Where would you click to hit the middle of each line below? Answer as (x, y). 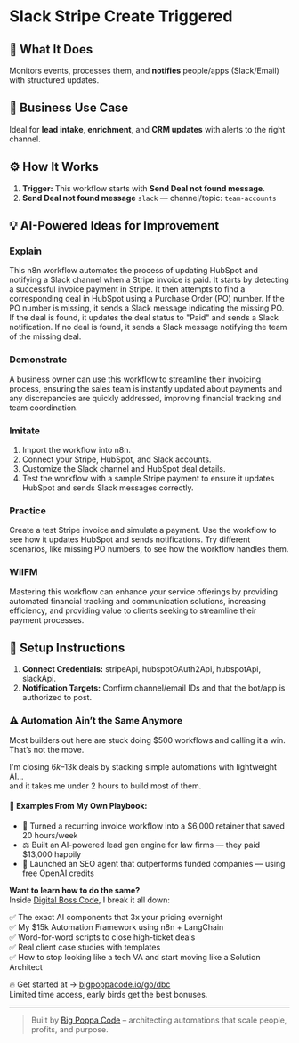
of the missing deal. (45, 336)
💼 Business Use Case (69, 108)
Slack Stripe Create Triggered (121, 16)
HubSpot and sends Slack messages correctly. (108, 488)
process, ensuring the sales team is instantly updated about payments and (146, 388)
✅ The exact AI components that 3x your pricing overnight (116, 917)
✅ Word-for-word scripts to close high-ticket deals (102, 937)
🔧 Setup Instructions (67, 647)
